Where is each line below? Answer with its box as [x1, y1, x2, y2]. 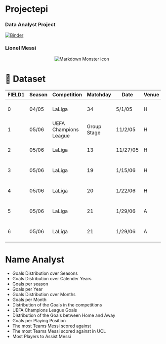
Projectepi [5, 3, 48, 15]
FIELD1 [7, 91, 25, 98]
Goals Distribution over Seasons [12, 270, 78, 276]
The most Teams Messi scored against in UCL [12, 328, 106, 334]
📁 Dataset [5, 73, 46, 85]
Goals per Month [12, 297, 47, 302]
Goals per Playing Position [12, 317, 66, 323]
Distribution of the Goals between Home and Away [12, 312, 116, 318]
